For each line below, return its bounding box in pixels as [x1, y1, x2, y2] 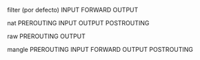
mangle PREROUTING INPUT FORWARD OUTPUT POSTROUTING [7, 46, 194, 53]
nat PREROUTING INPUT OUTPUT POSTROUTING [7, 19, 150, 27]
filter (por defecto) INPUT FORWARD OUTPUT [7, 6, 139, 14]
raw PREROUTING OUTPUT [7, 32, 86, 40]
